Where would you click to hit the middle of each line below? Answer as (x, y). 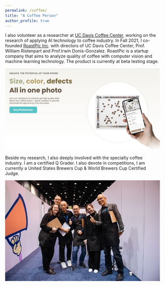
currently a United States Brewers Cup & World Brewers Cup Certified (76, 168)
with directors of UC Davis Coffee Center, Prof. (98, 46)
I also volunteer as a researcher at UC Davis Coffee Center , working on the (81, 35)
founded (14, 46)
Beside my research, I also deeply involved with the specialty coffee (74, 158)
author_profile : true (27, 21)
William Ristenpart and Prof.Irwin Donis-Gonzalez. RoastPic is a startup (77, 51)
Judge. (12, 173)
